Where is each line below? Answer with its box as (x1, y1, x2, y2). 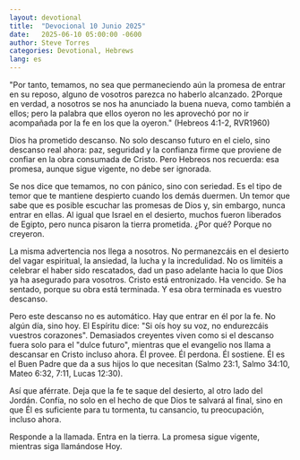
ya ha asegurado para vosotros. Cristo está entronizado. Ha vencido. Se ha (9, 274, 287, 285)
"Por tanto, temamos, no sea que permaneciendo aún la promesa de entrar (9, 80, 287, 90)
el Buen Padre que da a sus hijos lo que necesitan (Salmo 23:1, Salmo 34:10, (9, 359, 291, 369)
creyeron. (9, 229, 45, 239)
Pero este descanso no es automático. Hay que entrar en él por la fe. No (9, 311, 276, 321)
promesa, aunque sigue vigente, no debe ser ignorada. (9, 163, 212, 174)
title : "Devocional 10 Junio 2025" (9, 22, 146, 30)
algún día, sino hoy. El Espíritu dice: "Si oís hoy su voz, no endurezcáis (9, 320, 269, 331)
